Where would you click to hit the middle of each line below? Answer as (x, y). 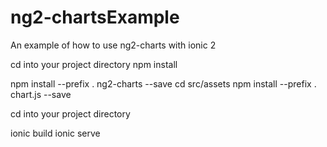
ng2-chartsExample (95, 17)
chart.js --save (41, 94)
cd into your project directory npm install (94, 64)
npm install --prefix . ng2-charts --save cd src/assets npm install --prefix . (163, 83)
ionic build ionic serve (55, 133)
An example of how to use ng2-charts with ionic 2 (113, 45)
